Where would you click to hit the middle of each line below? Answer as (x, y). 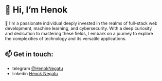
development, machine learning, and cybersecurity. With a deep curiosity (79, 28)
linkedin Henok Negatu (35, 73)
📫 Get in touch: (29, 54)
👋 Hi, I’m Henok (36, 10)
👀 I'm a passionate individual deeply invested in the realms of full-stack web (81, 23)
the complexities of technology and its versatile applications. (66, 39)
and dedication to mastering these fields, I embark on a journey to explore (79, 33)
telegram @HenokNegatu (37, 68)
